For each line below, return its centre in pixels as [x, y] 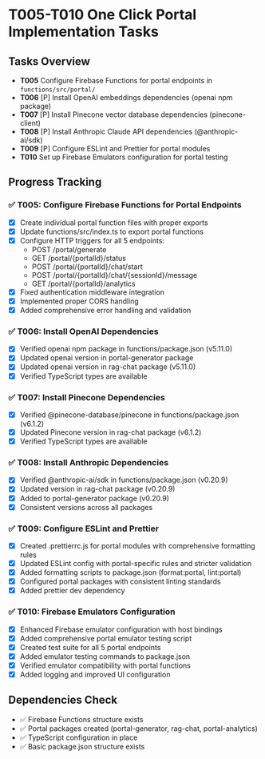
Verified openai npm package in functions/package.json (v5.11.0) [126, 349]
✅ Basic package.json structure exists [82, 746]
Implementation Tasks [84, 32]
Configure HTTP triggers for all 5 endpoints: [92, 240]
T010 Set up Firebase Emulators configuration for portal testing [124, 157]
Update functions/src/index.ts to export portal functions [111, 231]
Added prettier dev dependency [72, 591]
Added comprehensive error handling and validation [105, 310]
